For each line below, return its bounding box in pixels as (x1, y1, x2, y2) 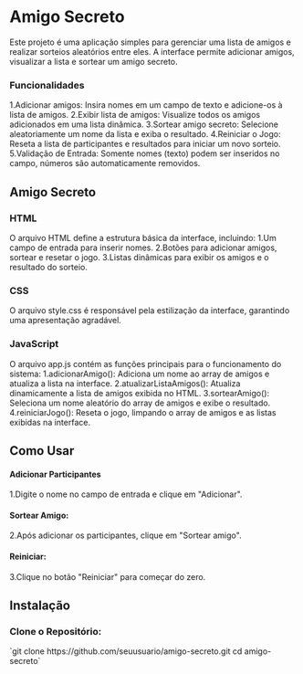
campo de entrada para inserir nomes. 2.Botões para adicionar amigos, (9, 242, 277, 253)
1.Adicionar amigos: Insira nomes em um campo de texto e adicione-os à (9, 100, 283, 111)
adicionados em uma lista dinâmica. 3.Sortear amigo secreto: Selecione (9, 119, 279, 130)
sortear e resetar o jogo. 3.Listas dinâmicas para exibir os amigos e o (9, 251, 269, 262)
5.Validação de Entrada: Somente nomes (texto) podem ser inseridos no (9, 148, 280, 159)
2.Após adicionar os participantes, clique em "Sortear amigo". (9, 530, 242, 541)
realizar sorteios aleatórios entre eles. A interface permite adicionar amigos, (9, 46, 295, 57)
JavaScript (9, 338, 59, 351)
